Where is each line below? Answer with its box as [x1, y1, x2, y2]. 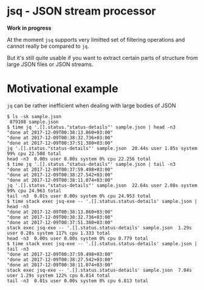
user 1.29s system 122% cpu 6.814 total [7, 272, 111, 278]
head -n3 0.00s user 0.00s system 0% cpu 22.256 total [7, 156, 151, 162]
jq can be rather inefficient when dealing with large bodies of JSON [7, 102, 177, 109]
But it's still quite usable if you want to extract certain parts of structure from [7, 54, 198, 61]
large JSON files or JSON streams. [7, 61, 93, 68]
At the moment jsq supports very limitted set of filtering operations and [7, 36, 185, 43]
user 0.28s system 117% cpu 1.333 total [7, 230, 111, 236]
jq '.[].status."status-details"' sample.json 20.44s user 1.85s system [7, 145, 198, 151]
